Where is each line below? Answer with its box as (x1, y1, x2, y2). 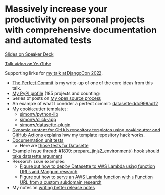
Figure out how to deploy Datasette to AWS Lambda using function (19, 163, 155, 169)
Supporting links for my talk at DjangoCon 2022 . (5, 70, 103, 76)
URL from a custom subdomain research (19, 179, 102, 185)
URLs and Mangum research (19, 168, 78, 174)
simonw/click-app (19, 116, 57, 122)
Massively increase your (5, 3, 108, 15)
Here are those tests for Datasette (19, 142, 89, 148)
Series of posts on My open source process (12, 95, 101, 101)
